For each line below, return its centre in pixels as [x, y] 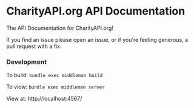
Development [27, 62]
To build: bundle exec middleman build [55, 75]
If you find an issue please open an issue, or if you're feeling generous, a [97, 39]
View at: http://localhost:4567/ [44, 99]
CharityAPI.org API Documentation [96, 11]
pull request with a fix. [34, 46]
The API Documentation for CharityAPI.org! [60, 28]
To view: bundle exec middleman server [55, 87]
